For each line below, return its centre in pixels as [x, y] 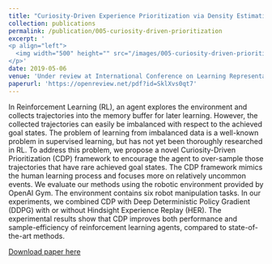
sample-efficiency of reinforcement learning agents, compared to [117, 227]
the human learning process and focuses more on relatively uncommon [127, 176]
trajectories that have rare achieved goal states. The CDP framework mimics [136, 167]
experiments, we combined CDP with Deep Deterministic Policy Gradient [130, 201]
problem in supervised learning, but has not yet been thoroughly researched [136, 141]
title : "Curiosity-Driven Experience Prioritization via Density [121, 16]
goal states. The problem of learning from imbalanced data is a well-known [134, 132]
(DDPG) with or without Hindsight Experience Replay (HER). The [115, 210]
